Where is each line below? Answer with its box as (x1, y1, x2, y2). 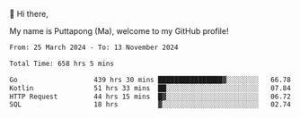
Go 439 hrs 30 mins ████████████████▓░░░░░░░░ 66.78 (9, 75, 292, 84)
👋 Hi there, (9, 9, 49, 19)
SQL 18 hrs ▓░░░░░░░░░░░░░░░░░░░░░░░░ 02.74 (9, 100, 292, 109)
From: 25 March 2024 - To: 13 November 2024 (9, 43, 179, 52)
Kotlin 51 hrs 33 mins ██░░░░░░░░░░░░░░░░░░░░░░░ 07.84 (9, 83, 292, 93)
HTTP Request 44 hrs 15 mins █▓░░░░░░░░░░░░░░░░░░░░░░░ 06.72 (9, 92, 292, 101)
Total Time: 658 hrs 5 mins (9, 59, 115, 68)
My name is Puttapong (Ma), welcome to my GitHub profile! (9, 26, 229, 36)
